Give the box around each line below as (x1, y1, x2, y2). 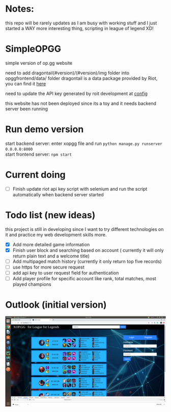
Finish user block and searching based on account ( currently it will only (12, 247, 164, 253)
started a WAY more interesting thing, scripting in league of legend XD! (5, 25, 154, 31)
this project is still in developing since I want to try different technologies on (5, 226, 164, 232)
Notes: (5, 3, 35, 15)
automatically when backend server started (12, 191, 104, 197)
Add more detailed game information (12, 241, 90, 247)
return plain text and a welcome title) (12, 253, 90, 259)
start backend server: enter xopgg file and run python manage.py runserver (5, 140, 163, 146)
